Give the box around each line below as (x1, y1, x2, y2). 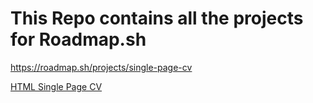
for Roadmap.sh (10, 28, 147, 51)
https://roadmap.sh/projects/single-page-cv (10, 61, 193, 73)
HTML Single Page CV (10, 80, 103, 92)
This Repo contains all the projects (10, 7, 304, 30)
